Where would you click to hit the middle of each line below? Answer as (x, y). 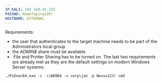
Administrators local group (39, 47)
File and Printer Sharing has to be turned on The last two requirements (84, 57)
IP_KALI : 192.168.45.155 (30, 9)
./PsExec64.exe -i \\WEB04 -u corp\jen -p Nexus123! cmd (65, 76)
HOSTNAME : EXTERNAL (25, 18)
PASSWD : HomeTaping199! (29, 14)
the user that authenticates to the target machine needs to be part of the (85, 41)
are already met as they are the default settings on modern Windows (81, 62)
